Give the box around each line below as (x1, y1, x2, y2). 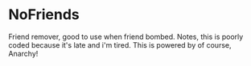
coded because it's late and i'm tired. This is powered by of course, (8, 40, 232, 49)
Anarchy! (8, 49, 39, 58)
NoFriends (8, 6, 80, 24)
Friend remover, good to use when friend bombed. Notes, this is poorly (8, 32, 244, 41)
